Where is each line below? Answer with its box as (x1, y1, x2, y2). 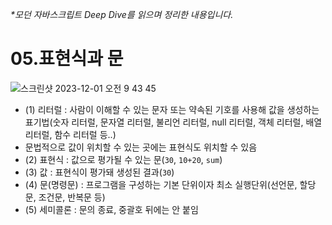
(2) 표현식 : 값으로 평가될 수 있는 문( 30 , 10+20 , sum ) (24, 153, 223, 165)
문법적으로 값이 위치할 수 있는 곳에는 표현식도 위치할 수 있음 (24, 141, 258, 153)
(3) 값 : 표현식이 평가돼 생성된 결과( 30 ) (24, 166, 175, 178)
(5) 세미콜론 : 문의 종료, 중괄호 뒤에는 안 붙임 (24, 203, 199, 215)
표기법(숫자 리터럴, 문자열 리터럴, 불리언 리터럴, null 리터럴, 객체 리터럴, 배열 (24, 116, 323, 128)
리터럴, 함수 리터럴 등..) (24, 128, 117, 140)
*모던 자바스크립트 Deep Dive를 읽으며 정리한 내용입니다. (10, 9, 234, 20)
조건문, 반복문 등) (38, 191, 106, 203)
